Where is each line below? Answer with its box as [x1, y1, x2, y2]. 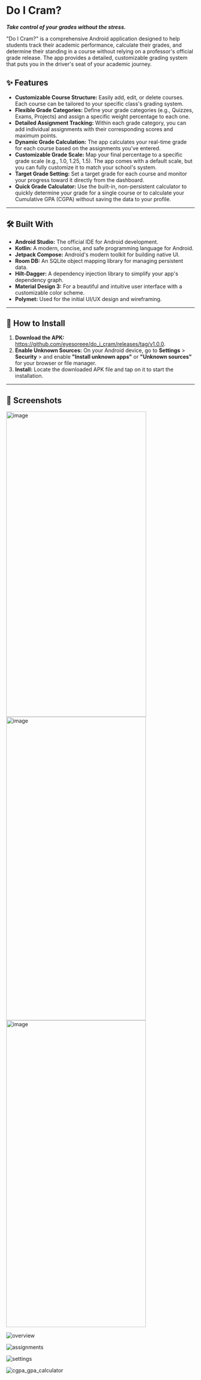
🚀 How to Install [6, 318, 66, 328]
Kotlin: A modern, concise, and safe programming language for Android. [14, 244, 194, 251]
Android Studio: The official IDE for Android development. [14, 238, 159, 245]
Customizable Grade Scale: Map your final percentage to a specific [14, 151, 182, 158]
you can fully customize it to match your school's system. [14, 163, 157, 171]
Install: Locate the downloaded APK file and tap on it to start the [14, 366, 173, 373]
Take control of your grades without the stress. [6, 23, 126, 31]
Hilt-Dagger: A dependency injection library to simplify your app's [14, 270, 178, 277]
